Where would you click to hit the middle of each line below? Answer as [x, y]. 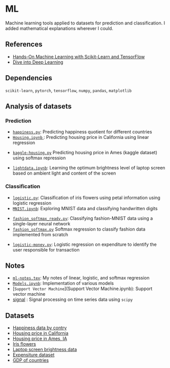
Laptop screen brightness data [45, 350]
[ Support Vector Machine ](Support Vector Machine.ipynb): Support [82, 289]
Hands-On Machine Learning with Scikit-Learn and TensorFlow [79, 56]
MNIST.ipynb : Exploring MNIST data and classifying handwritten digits [85, 208]
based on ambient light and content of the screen [64, 173]
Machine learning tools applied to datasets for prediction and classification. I [85, 23]
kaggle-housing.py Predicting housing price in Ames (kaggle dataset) [85, 153]
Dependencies [29, 78]
